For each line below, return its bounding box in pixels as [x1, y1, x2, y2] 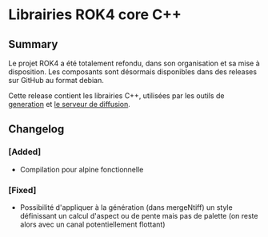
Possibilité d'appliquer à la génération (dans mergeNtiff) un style [19, 202, 234, 212]
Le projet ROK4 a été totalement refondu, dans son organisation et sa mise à [8, 58, 260, 68]
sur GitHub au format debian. [8, 76, 104, 85]
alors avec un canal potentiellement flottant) [19, 219, 166, 229]
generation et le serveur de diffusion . [8, 100, 130, 109]
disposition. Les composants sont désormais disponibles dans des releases [8, 67, 258, 77]
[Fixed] [8, 184, 37, 196]
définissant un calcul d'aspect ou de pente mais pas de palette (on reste [19, 211, 258, 220]
